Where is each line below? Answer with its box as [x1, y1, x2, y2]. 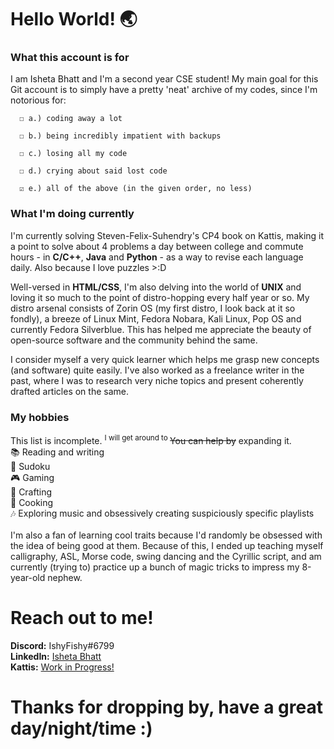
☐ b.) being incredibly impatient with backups [19, 131, 222, 141]
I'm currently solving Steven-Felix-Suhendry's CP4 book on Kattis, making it [10, 229, 325, 241]
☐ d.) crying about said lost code [19, 166, 168, 176]
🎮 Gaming [10, 471, 55, 483]
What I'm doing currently [10, 207, 135, 221]
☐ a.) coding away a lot [19, 114, 123, 124]
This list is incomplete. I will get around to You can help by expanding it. [10, 433, 292, 446]
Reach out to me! [10, 606, 154, 629]
